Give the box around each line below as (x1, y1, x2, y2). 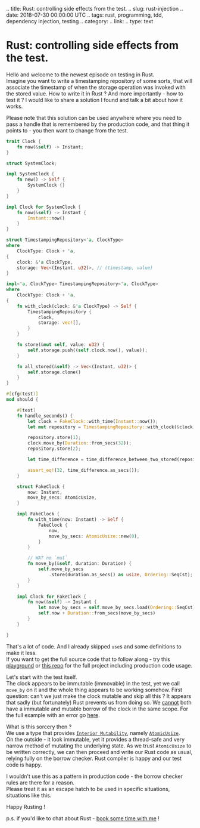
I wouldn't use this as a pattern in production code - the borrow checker (6, 773, 183, 780)
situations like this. (6, 792, 52, 799)
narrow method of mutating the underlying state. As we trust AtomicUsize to (6, 742, 192, 749)
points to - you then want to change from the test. (6, 126, 129, 134)
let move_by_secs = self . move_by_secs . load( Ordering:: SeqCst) (37, 605, 196, 611)
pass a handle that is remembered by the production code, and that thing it (6, 121, 190, 128)
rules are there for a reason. (6, 778, 75, 786)
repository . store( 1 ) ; (27, 435, 82, 441)
